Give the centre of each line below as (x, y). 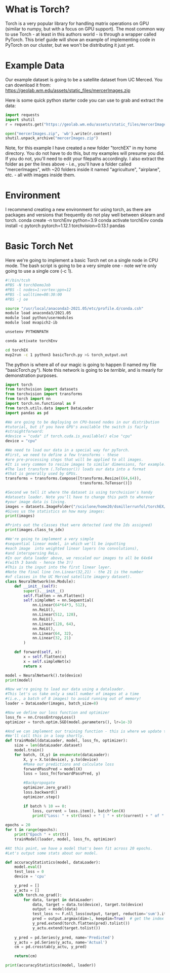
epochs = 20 (18, 825)
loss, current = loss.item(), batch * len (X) (79, 811)
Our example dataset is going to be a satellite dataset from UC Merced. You (84, 79)
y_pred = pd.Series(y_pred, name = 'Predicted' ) (64, 937)
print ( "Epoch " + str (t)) (42, 834)
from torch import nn (28, 399)
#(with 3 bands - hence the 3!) (39, 563)
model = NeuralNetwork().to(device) (44, 675)
